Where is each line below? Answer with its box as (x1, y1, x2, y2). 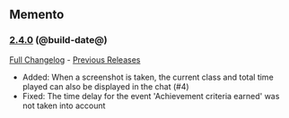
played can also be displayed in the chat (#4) (22, 80, 190, 92)
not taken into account (22, 100, 106, 111)
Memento (9, 7, 65, 22)
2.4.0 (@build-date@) (9, 34, 108, 46)
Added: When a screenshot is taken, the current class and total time (22, 72, 274, 82)
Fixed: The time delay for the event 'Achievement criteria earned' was (22, 90, 280, 101)
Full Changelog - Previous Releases (9, 54, 141, 65)
